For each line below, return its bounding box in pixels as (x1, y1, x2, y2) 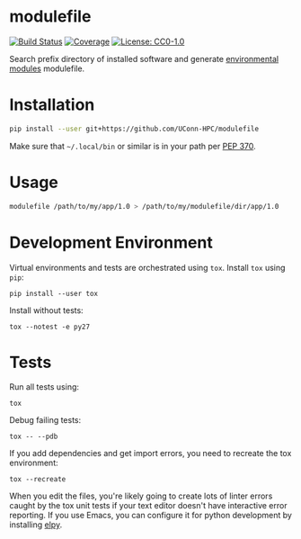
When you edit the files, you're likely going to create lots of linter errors (9, 490, 273, 501)
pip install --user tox (9, 289, 99, 298)
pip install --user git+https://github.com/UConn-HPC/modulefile (9, 124, 259, 133)
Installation (9, 94, 95, 115)
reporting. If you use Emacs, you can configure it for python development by (9, 510, 292, 521)
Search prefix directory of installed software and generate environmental (9, 53, 279, 64)
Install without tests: (9, 304, 84, 316)
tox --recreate (9, 475, 66, 484)
